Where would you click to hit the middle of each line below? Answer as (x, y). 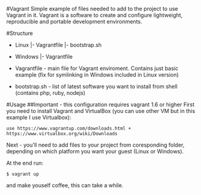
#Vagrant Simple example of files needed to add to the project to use (92, 9)
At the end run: (25, 163)
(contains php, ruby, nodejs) (50, 93)
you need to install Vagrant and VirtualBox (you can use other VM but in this (101, 111)
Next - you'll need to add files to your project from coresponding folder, (95, 145)
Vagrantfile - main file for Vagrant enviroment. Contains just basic (97, 68)
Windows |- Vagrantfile (44, 56)
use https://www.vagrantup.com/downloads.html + (69, 129)
